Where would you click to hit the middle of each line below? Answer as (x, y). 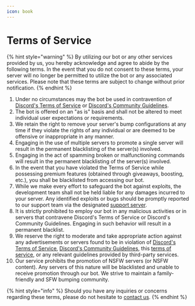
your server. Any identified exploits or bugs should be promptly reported (102, 198)
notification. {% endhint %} (39, 88)
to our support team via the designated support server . (81, 205)
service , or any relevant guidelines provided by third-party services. (97, 255)
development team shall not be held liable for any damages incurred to (100, 192)
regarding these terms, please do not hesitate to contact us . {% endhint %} (97, 297)
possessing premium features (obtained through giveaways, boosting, (99, 174)
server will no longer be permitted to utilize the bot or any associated (90, 75)
